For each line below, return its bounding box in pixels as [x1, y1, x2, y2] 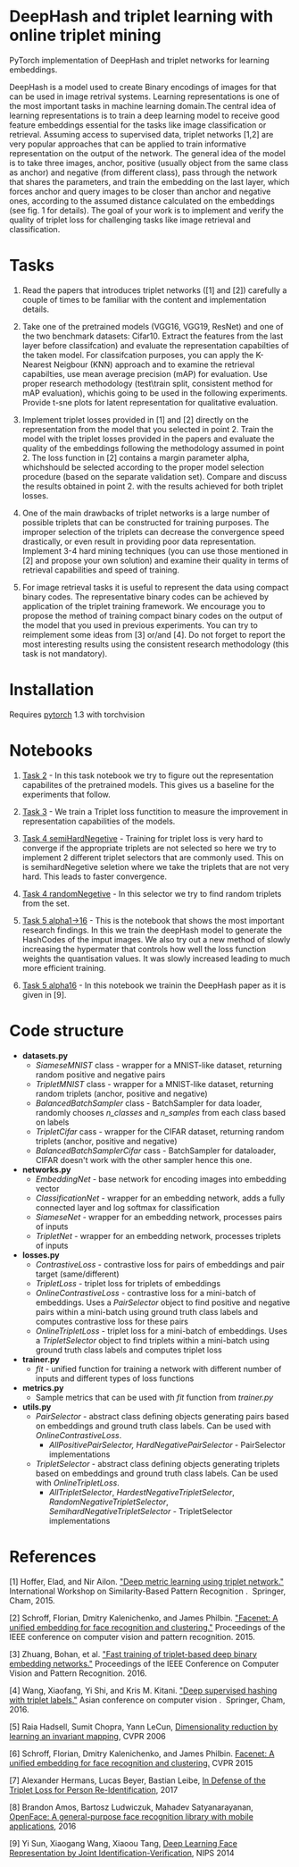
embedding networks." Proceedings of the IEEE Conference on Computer [9, 1658, 279, 1669]
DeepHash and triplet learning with [9, 6, 274, 27]
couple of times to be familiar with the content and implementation [21, 294, 267, 305]
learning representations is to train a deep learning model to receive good [9, 110, 280, 121]
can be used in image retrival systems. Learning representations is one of [9, 91, 279, 102]
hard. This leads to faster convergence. [21, 871, 168, 882]
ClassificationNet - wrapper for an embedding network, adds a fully [35, 1193, 286, 1203]
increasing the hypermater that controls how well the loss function [21, 943, 266, 954]
